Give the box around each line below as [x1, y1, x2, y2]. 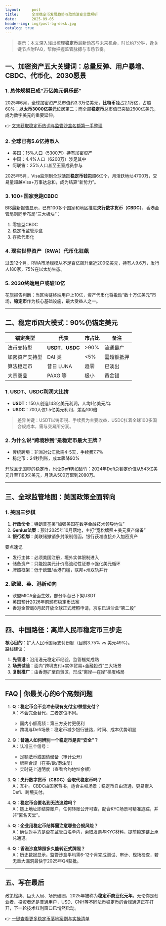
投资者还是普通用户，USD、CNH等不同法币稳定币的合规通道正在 [18, 899, 150, 905]
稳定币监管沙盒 [12, 228, 43, 234]
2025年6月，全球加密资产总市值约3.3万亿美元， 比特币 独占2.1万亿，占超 [5, 100, 152, 106]
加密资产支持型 [7, 353, 43, 360]
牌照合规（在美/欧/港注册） [19, 760, 75, 766]
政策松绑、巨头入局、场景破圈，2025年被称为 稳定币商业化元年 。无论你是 [5, 892, 155, 898]
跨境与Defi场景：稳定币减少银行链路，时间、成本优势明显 [19, 727, 137, 733]
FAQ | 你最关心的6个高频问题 [5, 689, 93, 698]
